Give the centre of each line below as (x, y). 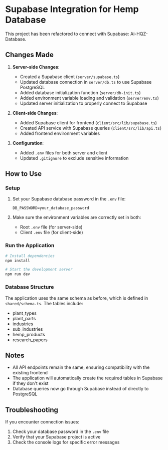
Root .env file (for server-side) (51, 227)
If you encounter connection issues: (42, 422)
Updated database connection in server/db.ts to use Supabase (86, 82)
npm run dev (18, 274)
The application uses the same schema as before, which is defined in (77, 298)
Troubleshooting (32, 410)
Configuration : (28, 143)
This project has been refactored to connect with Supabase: (67, 34)
